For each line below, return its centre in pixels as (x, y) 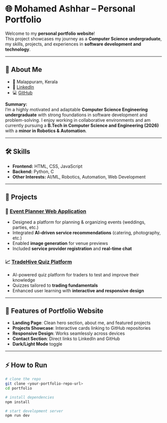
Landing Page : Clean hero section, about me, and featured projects (81, 323)
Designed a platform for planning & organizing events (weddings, (79, 222)
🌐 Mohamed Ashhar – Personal (70, 9)
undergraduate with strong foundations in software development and (76, 115)
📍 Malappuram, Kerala (35, 82)
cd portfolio (19, 388)
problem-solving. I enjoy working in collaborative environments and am (78, 120)
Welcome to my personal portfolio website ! (50, 33)
